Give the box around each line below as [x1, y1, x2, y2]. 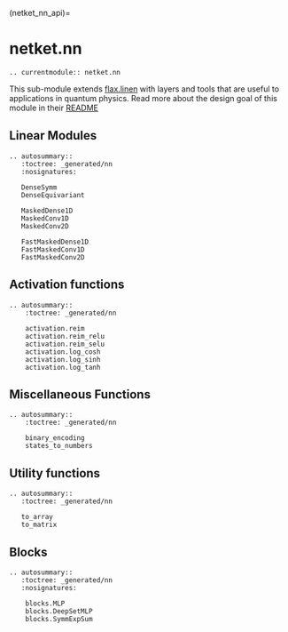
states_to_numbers [25, 442, 93, 451]
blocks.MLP [25, 599, 66, 608]
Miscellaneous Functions [9, 387, 151, 402]
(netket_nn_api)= [9, 8, 71, 18]
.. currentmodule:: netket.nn [9, 68, 121, 76]
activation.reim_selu [25, 340, 105, 348]
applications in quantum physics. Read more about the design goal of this [9, 92, 277, 103]
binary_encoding [25, 434, 86, 443]
